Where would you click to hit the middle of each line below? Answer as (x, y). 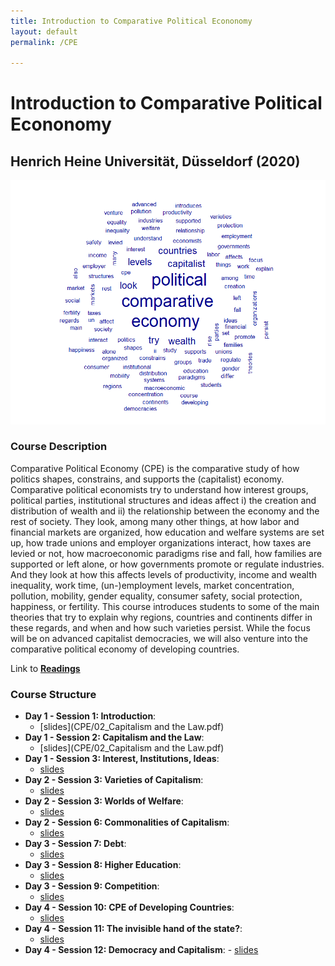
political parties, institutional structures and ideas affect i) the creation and (163, 500)
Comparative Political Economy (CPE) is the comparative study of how (155, 468)
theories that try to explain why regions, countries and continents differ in (161, 617)
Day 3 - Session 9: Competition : (92, 886)
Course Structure (53, 694)
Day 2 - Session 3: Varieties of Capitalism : (114, 780)
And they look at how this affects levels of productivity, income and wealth (164, 574)
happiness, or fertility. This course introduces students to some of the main (165, 606)
